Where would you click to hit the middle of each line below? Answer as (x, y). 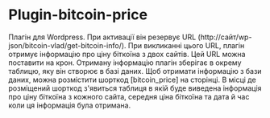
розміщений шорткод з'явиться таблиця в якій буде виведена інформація (135, 88)
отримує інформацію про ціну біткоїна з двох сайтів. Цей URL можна (127, 54)
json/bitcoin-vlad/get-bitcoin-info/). (67, 45)
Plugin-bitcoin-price (78, 15)
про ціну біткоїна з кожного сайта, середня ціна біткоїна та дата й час (129, 96)
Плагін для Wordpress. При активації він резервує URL (102, 37)
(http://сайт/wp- (225, 37)
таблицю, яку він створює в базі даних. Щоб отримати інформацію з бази (135, 71)
